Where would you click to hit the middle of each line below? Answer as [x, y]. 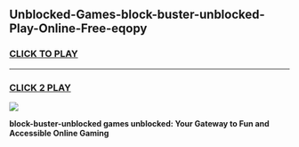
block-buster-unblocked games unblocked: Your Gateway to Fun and [139, 123]
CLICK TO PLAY [44, 54]
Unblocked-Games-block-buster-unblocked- [137, 15]
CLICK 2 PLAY [40, 87]
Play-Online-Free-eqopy [78, 29]
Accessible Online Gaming [59, 133]
